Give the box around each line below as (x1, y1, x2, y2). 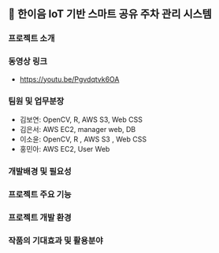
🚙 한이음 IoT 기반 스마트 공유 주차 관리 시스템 (8, 7, 213, 21)
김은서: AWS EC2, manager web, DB (19, 124, 136, 134)
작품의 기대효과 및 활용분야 (8, 235, 104, 246)
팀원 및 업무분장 (8, 95, 65, 106)
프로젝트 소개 (8, 33, 55, 44)
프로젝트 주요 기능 (8, 189, 72, 200)
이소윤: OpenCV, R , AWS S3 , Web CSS (19, 134, 147, 144)
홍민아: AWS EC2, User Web (19, 144, 110, 153)
